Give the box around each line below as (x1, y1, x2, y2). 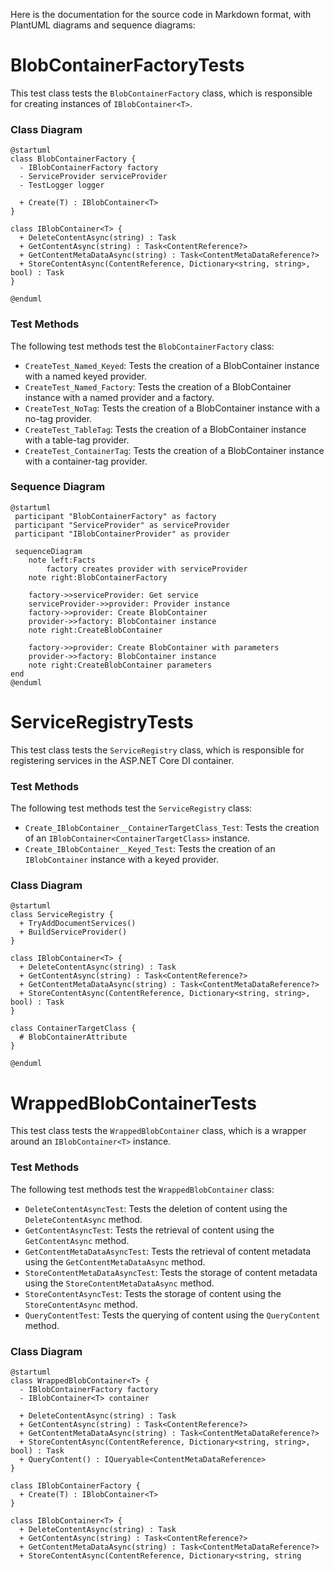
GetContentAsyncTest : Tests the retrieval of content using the (24, 1224, 275, 1236)
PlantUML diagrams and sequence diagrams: (10, 19, 196, 31)
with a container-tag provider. (24, 455, 148, 467)
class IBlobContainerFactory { (10, 1480, 141, 1491)
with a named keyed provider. (24, 370, 147, 382)
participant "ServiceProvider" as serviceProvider (14, 520, 230, 530)
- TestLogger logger (19, 180, 105, 191)
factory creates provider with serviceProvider (46, 564, 248, 574)
